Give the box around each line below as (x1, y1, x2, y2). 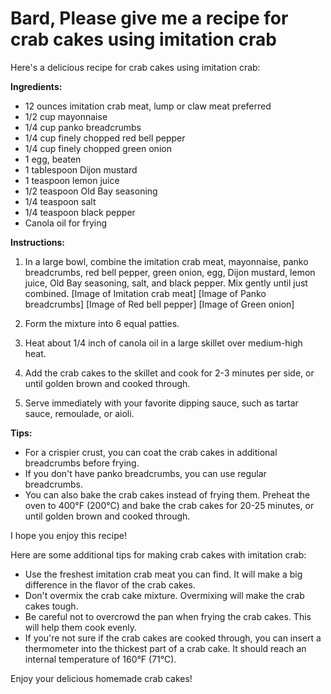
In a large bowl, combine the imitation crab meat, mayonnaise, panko (24, 255, 309, 267)
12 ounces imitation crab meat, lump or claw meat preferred (24, 100, 272, 112)
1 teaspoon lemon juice (24, 174, 120, 186)
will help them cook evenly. (24, 621, 137, 633)
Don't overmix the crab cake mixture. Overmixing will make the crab (24, 589, 305, 601)
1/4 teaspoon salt (24, 195, 97, 207)
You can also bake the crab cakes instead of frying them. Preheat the (24, 488, 311, 501)
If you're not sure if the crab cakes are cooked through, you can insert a (24, 632, 322, 644)
